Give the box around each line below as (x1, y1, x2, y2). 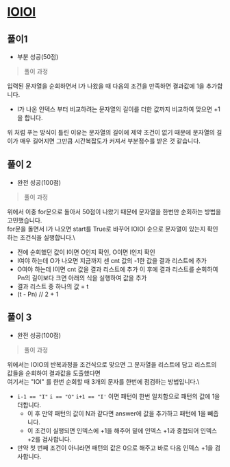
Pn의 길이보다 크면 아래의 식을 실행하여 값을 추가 (16, 273, 147, 282)
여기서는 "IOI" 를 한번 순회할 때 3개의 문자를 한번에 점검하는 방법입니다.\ (7, 377, 200, 385)
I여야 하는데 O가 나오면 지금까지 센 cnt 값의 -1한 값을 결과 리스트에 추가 (16, 256, 207, 264)
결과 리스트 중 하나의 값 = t (16, 282, 89, 291)
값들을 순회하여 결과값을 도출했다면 (7, 369, 101, 377)
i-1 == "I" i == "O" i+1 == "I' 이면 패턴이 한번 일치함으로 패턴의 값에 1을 (16, 392, 220, 400)
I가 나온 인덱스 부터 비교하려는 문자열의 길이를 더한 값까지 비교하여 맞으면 (16, 105, 213, 113)
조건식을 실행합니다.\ (19, 233, 75, 241)
